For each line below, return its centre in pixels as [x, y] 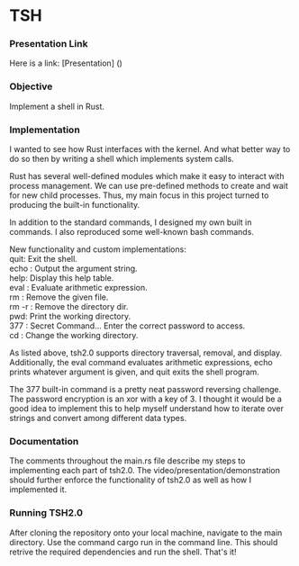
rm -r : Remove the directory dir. [69, 307]
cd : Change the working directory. [74, 336]
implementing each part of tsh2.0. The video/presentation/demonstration [145, 471]
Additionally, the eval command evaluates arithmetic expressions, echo [141, 363]
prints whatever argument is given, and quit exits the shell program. [134, 372]
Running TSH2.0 [46, 513]
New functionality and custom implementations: [98, 249]
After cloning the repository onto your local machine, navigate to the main [146, 533]
